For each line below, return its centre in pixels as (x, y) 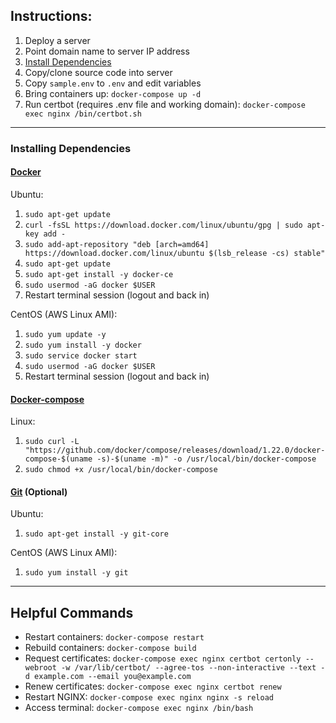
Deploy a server (57, 40)
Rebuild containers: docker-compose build (110, 648)
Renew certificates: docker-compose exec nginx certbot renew (153, 686)
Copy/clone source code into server (98, 72)
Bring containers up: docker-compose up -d (113, 93)
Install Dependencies (68, 61)
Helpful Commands (72, 612)
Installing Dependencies (71, 148)
